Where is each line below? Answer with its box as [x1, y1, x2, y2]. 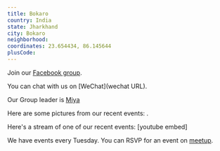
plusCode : [7, 50, 37, 57]
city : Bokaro [7, 29, 46, 37]
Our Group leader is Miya [7, 95, 80, 103]
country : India [7, 17, 52, 24]
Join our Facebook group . [7, 68, 82, 77]
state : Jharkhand [7, 23, 58, 30]
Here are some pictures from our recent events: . [7, 109, 149, 117]
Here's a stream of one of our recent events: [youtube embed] [7, 122, 188, 131]
